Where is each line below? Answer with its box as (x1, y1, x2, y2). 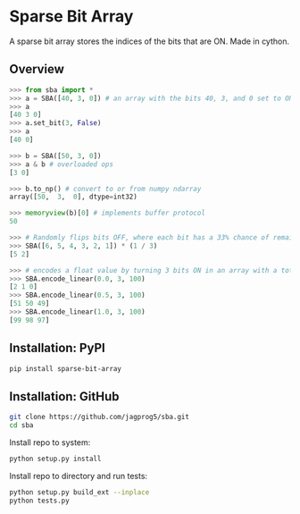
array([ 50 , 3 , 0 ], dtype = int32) (9, 192, 138, 202)
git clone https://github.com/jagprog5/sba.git (9, 413, 190, 422)
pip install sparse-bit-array (9, 364, 122, 373)
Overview (9, 62, 65, 77)
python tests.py (9, 496, 70, 505)
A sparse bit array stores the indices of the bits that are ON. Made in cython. (9, 36, 290, 46)
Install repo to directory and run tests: (9, 470, 148, 481)
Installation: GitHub (9, 389, 120, 404)
